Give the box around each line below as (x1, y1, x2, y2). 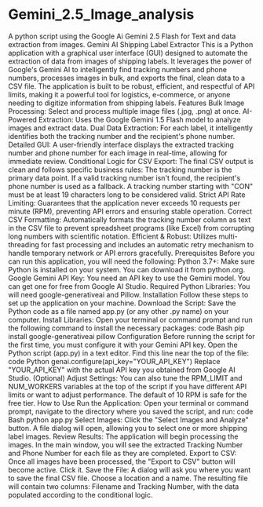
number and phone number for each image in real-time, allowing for (8, 148, 228, 158)
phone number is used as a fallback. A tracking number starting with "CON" (8, 181, 254, 191)
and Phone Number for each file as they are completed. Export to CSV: (8, 448, 237, 458)
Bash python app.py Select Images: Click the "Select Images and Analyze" (8, 414, 249, 425)
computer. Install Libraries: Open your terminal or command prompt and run (8, 315, 253, 324)
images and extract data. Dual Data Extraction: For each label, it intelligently (8, 123, 254, 133)
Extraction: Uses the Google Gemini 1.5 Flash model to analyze (38, 115, 241, 124)
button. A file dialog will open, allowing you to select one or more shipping (8, 423, 247, 432)
